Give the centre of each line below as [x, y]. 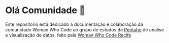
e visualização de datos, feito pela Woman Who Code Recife [68, 35]
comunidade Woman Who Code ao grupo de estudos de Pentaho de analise [84, 29]
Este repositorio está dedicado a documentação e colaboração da [74, 24]
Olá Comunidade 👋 [45, 10]
